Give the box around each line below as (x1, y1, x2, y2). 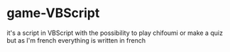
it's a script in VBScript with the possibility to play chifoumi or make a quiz (6, 28, 223, 37)
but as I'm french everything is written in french (6, 36, 146, 44)
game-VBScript (6, 5, 100, 21)
